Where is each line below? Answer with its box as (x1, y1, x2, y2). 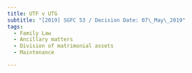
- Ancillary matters (13, 36, 73, 43)
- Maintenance (13, 49, 54, 56)
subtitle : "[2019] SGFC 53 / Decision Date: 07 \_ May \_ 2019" (7, 17, 186, 24)
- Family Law (13, 29, 52, 37)
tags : (7, 23, 23, 30)
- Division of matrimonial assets (13, 42, 114, 49)
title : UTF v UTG (7, 10, 58, 17)
